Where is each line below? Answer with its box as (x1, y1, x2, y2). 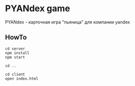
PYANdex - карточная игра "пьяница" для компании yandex (5, 19, 130, 25)
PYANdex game (5, 3, 70, 14)
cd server (5, 46, 26, 51)
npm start (5, 55, 26, 60)
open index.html (5, 76, 38, 81)
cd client (5, 72, 26, 77)
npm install (5, 50, 29, 55)
